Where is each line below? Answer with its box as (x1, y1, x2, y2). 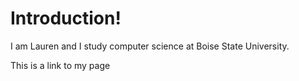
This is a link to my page (10, 59, 111, 71)
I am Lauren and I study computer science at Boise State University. (10, 40, 290, 52)
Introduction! (10, 7, 122, 30)
